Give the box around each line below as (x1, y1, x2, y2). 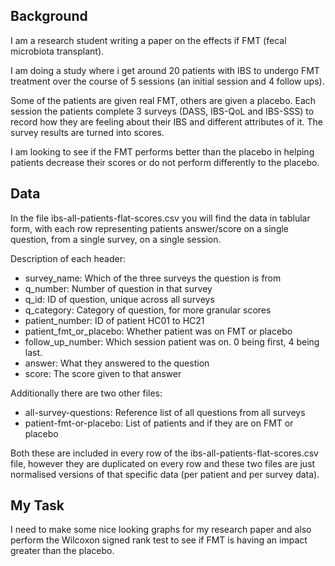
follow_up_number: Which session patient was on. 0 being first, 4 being (24, 335, 320, 348)
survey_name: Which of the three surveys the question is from (24, 272, 282, 284)
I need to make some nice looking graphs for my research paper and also (10, 524, 312, 536)
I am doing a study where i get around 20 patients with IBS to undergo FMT (10, 64, 320, 76)
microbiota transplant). (10, 45, 105, 57)
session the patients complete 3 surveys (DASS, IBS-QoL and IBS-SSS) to (10, 105, 315, 117)
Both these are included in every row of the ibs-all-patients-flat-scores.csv (10, 447, 319, 459)
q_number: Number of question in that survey (24, 282, 213, 294)
